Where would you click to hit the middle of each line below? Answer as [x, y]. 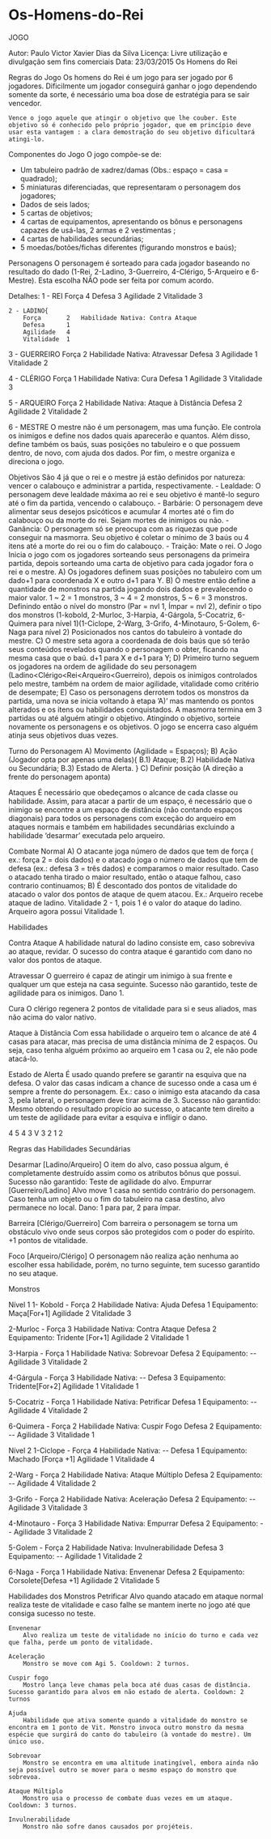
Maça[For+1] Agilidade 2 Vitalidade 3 [70, 1313]
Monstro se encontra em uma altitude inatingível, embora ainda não [141, 1763]
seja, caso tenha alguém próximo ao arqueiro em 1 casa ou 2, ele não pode [133, 1049]
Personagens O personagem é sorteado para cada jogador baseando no [129, 263]
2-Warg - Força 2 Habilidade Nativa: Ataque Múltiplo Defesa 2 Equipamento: [135, 1475]
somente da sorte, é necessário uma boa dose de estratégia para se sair [129, 94]
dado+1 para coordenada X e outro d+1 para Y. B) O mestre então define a [132, 580]
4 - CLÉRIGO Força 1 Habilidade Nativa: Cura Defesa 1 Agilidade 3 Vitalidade [135, 378]
